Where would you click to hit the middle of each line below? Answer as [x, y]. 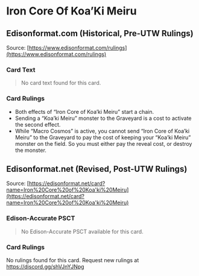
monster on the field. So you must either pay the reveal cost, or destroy [103, 143]
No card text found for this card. [61, 83]
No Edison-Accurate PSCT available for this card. [82, 231]
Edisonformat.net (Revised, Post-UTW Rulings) [97, 169]
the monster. [31, 150]
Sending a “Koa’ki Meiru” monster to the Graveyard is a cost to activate [103, 118]
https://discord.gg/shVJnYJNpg [45, 267]
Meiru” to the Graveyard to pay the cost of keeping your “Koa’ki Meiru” [103, 137]
